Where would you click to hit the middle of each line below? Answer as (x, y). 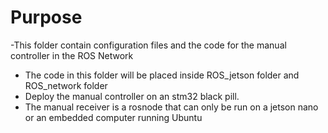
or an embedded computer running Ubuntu (113, 117)
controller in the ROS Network (72, 55)
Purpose (46, 17)
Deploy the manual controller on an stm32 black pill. (132, 96)
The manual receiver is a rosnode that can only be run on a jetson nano (171, 107)
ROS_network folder (66, 85)
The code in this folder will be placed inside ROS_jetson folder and (162, 75)
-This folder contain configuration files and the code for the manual (148, 45)
